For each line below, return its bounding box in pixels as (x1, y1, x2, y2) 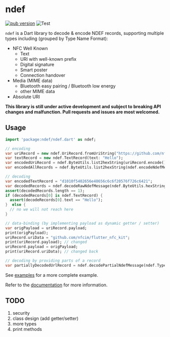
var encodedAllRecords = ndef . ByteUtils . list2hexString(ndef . (5, 165, 139, 170)
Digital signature (20, 61, 55, 67)
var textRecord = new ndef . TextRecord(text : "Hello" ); (5, 155, 123, 160)
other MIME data (20, 88, 55, 94)
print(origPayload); (5, 230, 49, 235)
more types (12, 320, 37, 327)
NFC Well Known (12, 45, 48, 51)
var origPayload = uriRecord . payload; (5, 225, 87, 231)
